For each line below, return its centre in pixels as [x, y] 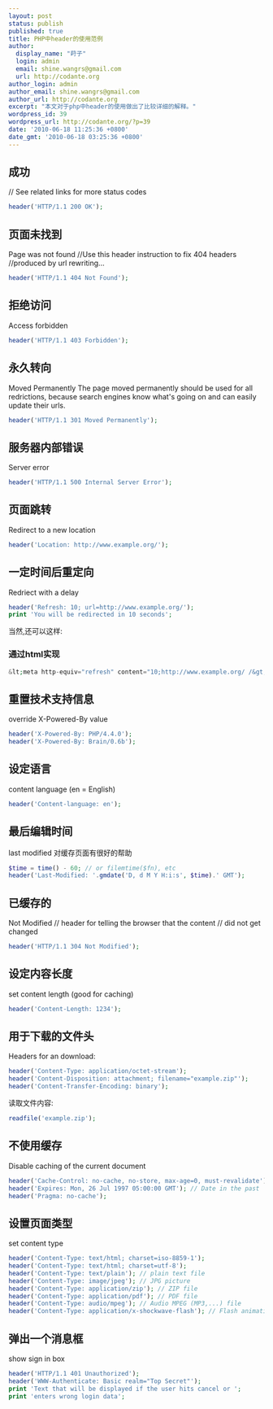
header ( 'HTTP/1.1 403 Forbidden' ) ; [69, 340]
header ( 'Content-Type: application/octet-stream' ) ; [97, 1071]
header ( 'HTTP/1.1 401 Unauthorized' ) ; [74, 1374]
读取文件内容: [31, 1103]
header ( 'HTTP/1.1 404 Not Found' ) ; [69, 278]
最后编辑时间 [41, 832]
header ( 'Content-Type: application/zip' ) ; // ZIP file [103, 1289]
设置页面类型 [41, 1223]
